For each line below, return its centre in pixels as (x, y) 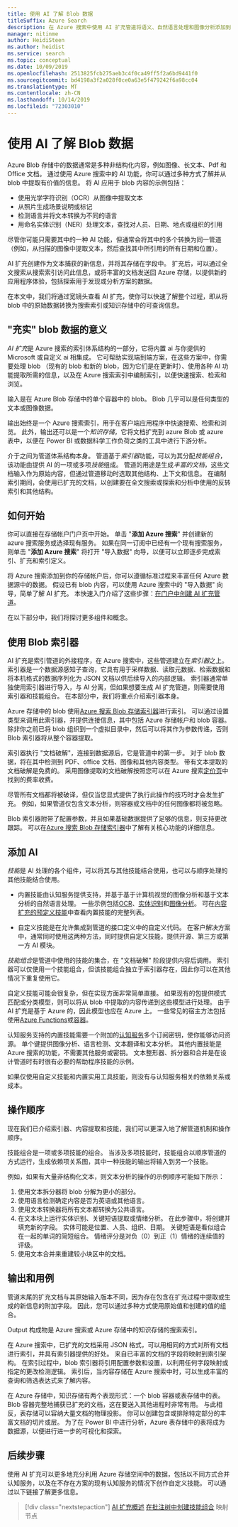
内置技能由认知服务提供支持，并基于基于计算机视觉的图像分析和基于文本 (123, 895)
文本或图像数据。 (32, 408)
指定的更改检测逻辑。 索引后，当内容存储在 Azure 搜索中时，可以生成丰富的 (118, 1371)
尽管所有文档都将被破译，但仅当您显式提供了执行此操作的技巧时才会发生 (113, 795)
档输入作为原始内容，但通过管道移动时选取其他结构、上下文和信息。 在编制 (117, 473)
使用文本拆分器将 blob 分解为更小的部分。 (79, 1192)
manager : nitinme (33, 34)
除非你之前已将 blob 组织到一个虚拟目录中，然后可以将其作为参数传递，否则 (118, 729)
